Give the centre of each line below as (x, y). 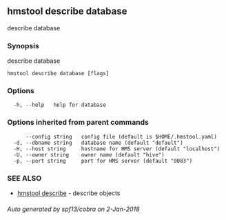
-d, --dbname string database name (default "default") (99, 143)
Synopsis (23, 46)
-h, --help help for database (60, 105)
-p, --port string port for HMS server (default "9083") (103, 161)
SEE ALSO (24, 178)
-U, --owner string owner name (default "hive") (89, 154)
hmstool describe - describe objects (69, 193)
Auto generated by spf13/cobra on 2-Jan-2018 (73, 209)
